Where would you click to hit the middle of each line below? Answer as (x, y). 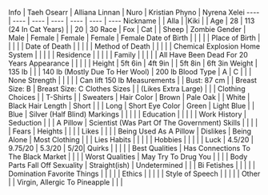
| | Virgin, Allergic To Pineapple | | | (66, 182)
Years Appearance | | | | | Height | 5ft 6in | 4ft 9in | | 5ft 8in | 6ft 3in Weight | (133, 63)
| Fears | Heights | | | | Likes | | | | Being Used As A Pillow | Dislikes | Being (130, 131)
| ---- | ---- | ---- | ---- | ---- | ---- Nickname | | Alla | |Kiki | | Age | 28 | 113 (132, 21)
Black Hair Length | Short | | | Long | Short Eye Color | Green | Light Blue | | (131, 105)
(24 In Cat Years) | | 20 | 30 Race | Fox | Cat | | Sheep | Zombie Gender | (127, 29)
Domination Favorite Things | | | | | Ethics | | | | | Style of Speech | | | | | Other (134, 173)
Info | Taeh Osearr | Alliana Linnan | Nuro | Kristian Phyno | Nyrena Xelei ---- (134, 12)
